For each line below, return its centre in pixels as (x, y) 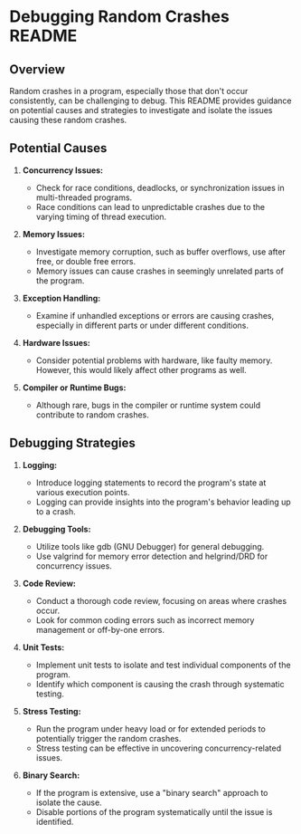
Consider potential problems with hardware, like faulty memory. (154, 360)
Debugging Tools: (56, 529)
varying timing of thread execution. (101, 216)
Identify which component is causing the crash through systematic (160, 684)
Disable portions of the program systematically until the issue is (154, 811)
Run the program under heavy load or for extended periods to (151, 729)
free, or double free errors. (86, 261)
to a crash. (56, 511)
